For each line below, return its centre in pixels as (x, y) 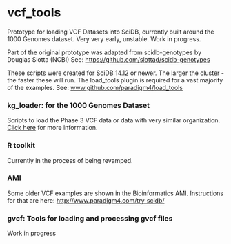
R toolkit (21, 146)
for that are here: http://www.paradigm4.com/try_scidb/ (86, 200)
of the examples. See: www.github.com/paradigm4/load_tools (95, 87)
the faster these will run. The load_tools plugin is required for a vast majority (115, 80)
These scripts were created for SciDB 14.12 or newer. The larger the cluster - (115, 73)
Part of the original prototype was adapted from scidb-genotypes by (104, 52)
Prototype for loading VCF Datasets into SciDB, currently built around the (111, 32)
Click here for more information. (52, 128)
